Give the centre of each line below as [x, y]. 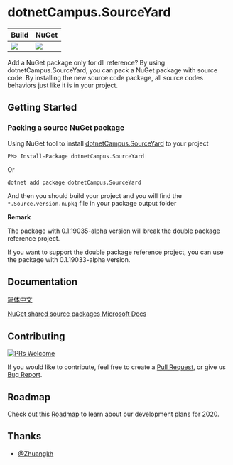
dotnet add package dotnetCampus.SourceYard [74, 182]
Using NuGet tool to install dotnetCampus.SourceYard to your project [108, 143]
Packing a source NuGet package [66, 128]
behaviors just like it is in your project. [63, 85]
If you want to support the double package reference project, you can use [115, 252]
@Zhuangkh [36, 453]
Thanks [25, 436]
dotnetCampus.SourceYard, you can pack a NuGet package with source [113, 70]
